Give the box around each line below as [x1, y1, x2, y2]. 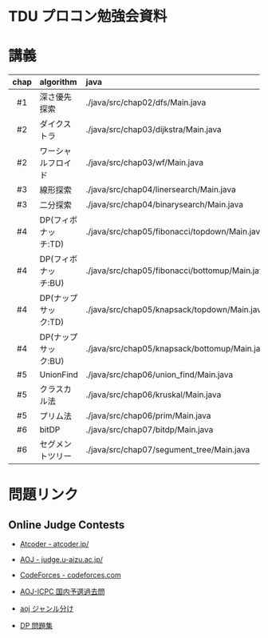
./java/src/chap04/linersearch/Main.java [85, 184, 237, 195]
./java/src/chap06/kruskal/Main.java [85, 389, 222, 400]
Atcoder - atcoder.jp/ [19, 540, 89, 549]
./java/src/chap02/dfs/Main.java [85, 97, 207, 108]
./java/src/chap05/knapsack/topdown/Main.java [85, 304, 266, 315]
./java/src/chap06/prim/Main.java [85, 410, 211, 421]
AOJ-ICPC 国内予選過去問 [19, 587, 105, 596]
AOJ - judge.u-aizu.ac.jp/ [19, 555, 104, 564]
